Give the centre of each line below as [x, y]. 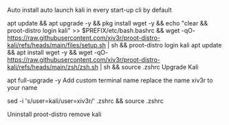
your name [22, 88]
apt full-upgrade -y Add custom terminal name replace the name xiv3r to [110, 80]
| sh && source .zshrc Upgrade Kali [149, 67]
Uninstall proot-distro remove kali [54, 114]
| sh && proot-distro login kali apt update [165, 45]
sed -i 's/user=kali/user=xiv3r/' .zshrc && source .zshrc [85, 101]
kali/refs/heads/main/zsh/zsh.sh [53, 67]
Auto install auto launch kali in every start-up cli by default [89, 10]
